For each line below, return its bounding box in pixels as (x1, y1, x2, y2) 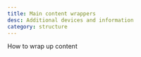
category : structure (7, 23, 68, 30)
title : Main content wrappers (7, 10, 97, 17)
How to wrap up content (7, 42, 78, 51)
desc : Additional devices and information (7, 17, 134, 24)
